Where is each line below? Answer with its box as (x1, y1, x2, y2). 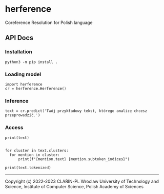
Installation (5, 48, 33, 55)
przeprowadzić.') (5, 113, 41, 118)
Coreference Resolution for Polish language (5, 20, 93, 25)
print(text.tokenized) (5, 165, 51, 170)
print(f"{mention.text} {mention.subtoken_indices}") (18, 156, 130, 162)
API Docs (5, 34, 34, 42)
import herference (5, 82, 42, 86)
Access (5, 124, 23, 131)
